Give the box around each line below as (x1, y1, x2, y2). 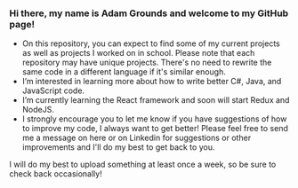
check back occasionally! (9, 168, 102, 179)
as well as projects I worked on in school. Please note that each (21, 48, 255, 59)
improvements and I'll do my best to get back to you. (21, 142, 215, 153)
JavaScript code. (21, 85, 85, 96)
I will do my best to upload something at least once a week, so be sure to (9, 159, 277, 170)
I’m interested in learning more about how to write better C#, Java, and (21, 76, 282, 87)
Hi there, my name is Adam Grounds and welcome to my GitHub (9, 7, 289, 20)
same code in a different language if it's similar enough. (21, 67, 227, 77)
